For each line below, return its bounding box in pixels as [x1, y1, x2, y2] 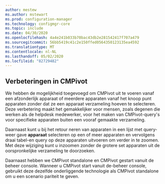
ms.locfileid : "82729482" [5, 58, 59, 63]
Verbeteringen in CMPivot [5, 77, 88, 85]
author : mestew [5, 7, 37, 12]
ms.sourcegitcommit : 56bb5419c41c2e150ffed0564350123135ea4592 [5, 40, 140, 45]
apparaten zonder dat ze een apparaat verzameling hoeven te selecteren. [5, 101, 156, 107]
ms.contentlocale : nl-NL [5, 49, 57, 54]
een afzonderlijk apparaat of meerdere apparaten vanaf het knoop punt [5, 95, 152, 101]
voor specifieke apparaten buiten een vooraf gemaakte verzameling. [5, 117, 146, 123]
